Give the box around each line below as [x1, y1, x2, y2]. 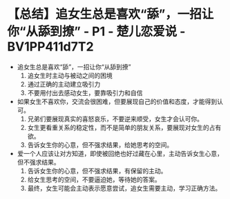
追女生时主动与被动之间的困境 [27, 71, 113, 80]
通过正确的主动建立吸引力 [27, 80, 101, 88]
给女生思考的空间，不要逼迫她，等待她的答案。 [27, 175, 161, 184]
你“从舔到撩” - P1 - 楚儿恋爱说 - [7, 24, 186, 40]
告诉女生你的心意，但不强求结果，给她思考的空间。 [27, 140, 173, 149]
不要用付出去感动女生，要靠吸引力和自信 [27, 88, 143, 97]
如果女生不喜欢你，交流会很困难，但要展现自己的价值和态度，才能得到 [17, 97, 218, 105]
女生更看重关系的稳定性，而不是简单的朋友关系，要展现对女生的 [27, 123, 209, 132]
